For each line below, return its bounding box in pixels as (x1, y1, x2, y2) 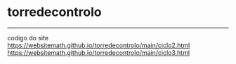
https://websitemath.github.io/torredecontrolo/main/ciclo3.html (7, 48, 190, 56)
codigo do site (7, 33, 49, 42)
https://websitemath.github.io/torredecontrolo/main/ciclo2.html (7, 41, 190, 49)
